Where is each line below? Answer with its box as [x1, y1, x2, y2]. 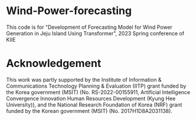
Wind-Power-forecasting [6, 4, 132, 18]
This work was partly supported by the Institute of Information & [6, 76, 162, 83]
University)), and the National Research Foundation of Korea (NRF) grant [6, 101, 182, 108]
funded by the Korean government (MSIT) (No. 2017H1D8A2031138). [6, 107, 173, 114]
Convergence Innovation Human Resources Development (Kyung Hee [6, 95, 176, 102]
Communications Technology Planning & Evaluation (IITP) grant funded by [6, 82, 187, 89]
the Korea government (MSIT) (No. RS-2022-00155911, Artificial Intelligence [6, 88, 191, 95]
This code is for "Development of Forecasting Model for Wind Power [6, 24, 173, 31]
